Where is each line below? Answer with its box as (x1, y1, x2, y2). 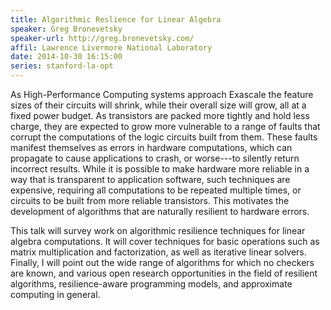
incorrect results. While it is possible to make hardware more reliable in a (10, 163, 310, 175)
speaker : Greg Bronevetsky (10, 24, 123, 34)
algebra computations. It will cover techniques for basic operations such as (10, 236, 320, 247)
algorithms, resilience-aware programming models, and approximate (10, 278, 293, 290)
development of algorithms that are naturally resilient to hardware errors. (10, 206, 310, 217)
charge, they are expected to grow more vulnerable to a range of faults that (10, 121, 321, 132)
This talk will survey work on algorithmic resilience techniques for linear (10, 225, 306, 236)
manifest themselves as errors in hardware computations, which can (10, 142, 293, 153)
